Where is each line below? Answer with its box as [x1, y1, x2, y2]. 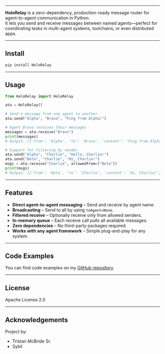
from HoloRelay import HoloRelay [5, 94, 74, 99]
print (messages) [5, 134, 38, 139]
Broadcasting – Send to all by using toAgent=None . [12, 207, 114, 213]
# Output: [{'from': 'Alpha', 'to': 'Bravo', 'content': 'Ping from [5, 139, 148, 144]
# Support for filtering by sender [5, 147, 78, 152]
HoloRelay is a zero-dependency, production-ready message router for [5, 10, 150, 15]
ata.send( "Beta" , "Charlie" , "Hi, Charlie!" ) [5, 157, 100, 162]
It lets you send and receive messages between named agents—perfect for [5, 20, 158, 26]
